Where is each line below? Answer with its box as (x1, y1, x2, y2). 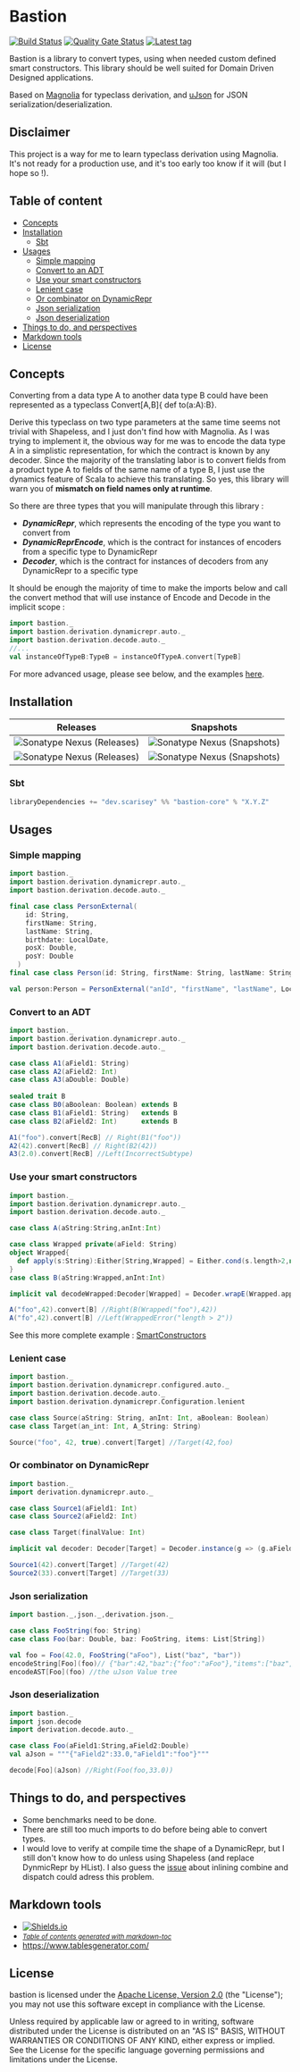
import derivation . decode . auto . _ (9, 1725, 134, 1734)
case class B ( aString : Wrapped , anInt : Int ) (9, 1273, 166, 1282)
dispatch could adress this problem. (21, 1871, 154, 1882)
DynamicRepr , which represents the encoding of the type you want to (21, 518, 281, 529)
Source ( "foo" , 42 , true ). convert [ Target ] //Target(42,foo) (9, 1438, 234, 1447)
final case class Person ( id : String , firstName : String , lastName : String (9, 969, 294, 977)
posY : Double (25, 952, 74, 961)
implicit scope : (9, 601, 65, 613)
